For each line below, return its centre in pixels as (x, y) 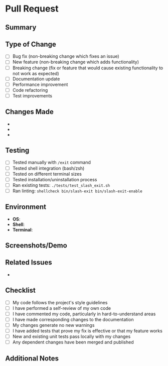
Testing (17, 150)
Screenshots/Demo (36, 246)
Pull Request (32, 9)
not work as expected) (36, 73)
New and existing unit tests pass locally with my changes (71, 336)
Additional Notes (32, 358)
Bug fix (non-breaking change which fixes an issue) (66, 56)
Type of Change (31, 44)
